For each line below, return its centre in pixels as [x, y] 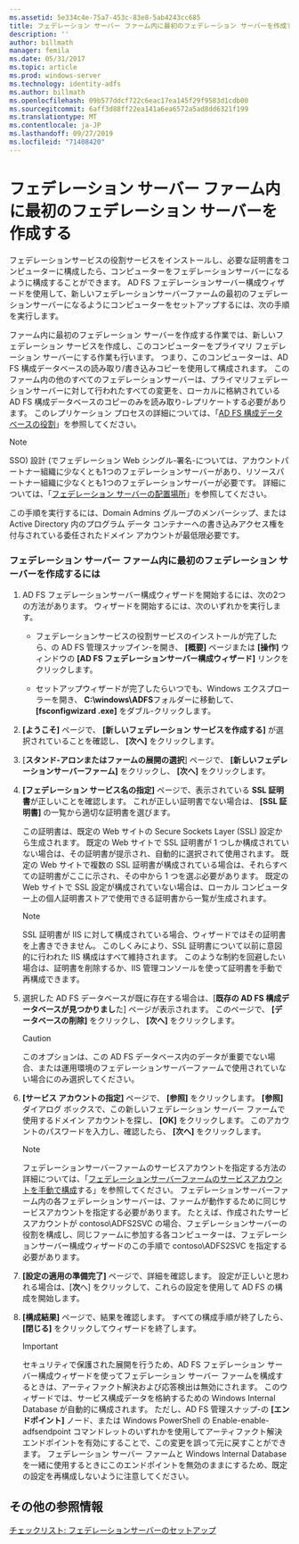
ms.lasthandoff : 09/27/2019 [61, 134]
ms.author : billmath [48, 92]
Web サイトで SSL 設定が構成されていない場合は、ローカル [130, 887]
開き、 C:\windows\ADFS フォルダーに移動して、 [149, 699]
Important [40, 1346]
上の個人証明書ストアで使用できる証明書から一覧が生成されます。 [150, 898]
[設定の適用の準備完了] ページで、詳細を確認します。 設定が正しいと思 [151, 1275]
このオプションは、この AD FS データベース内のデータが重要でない [145, 1056]
